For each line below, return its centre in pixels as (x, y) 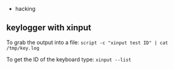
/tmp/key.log (23, 48)
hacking (25, 9)
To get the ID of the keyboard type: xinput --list (69, 59)
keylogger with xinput (49, 28)
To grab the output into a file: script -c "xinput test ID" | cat (87, 42)
